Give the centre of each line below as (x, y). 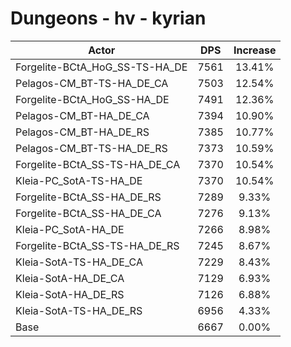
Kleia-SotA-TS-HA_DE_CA (79, 262)
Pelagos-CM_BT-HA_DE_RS (82, 132)
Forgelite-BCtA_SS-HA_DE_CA (88, 213)
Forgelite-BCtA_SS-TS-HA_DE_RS (97, 245)
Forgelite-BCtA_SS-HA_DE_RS (88, 197)
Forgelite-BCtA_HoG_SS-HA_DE (92, 99)
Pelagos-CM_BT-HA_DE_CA (82, 115)
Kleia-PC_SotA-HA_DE (70, 229)
